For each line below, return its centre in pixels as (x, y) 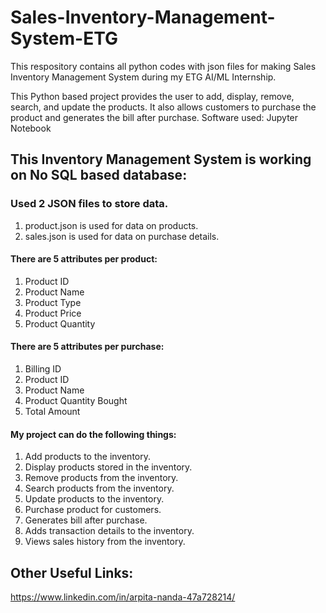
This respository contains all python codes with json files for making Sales (163, 66)
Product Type (53, 302)
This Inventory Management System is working (161, 159)
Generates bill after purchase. (86, 520)
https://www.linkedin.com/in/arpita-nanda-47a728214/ (123, 597)
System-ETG (64, 38)
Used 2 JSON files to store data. (89, 204)
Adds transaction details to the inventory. (109, 531)
